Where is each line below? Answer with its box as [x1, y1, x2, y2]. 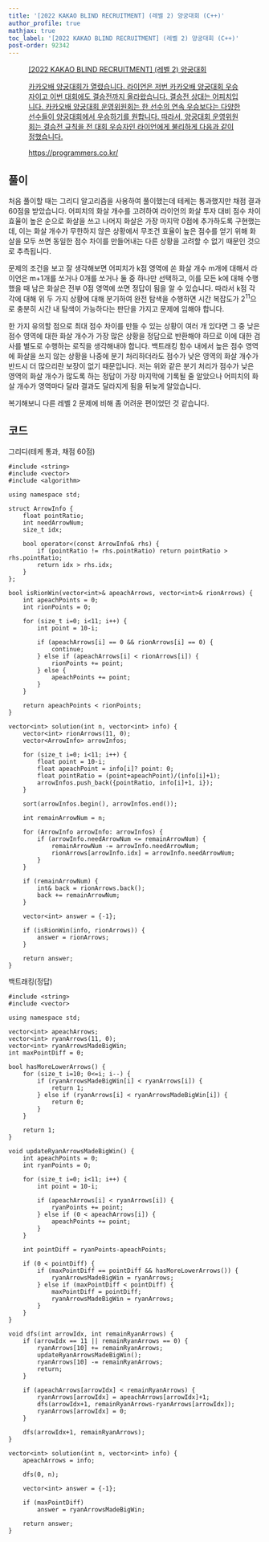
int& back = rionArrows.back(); [37, 884, 146, 892]
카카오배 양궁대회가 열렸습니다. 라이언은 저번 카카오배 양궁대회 [28, 82, 224, 92]
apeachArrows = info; [22, 1457, 95, 1465]
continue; [51, 646, 84, 654]
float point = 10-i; [37, 758, 106, 766]
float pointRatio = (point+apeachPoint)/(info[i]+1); [37, 772, 221, 780]
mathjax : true [8, 27, 56, 35]
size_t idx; [22, 526, 63, 534]
